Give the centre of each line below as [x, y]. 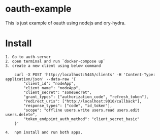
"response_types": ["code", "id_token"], [68, 106]
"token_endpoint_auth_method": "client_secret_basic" [82, 119]
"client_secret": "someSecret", [58, 92]
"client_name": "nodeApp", [52, 88]
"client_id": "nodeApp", [50, 83]
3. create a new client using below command [53, 66]
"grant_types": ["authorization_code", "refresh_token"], [86, 97]
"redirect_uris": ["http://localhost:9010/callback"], [83, 101]
